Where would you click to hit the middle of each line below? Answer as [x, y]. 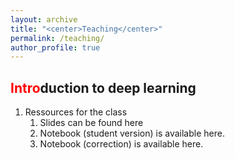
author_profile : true [55, 47]
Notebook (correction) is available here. [121, 144]
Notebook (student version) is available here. [132, 133]
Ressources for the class [76, 112]
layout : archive [44, 19]
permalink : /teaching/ [57, 38]
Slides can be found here [91, 123]
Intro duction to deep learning [103, 87]
